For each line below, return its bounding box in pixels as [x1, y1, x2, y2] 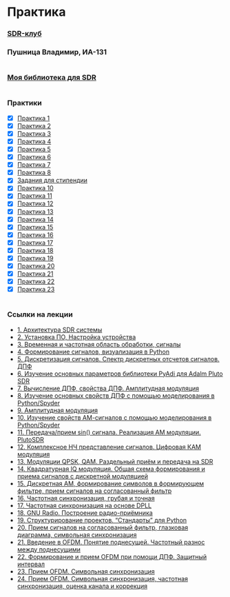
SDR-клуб [7, 29, 42, 39]
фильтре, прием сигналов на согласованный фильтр [17, 487, 172, 495]
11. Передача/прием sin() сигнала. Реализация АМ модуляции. [17, 428, 201, 436]
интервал [17, 560, 45, 568]
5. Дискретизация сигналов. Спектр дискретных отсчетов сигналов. [17, 354, 220, 363]
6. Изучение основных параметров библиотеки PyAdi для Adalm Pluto [17, 370, 223, 378]
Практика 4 [17, 137, 52, 145]
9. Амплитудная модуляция [17, 406, 98, 414]
